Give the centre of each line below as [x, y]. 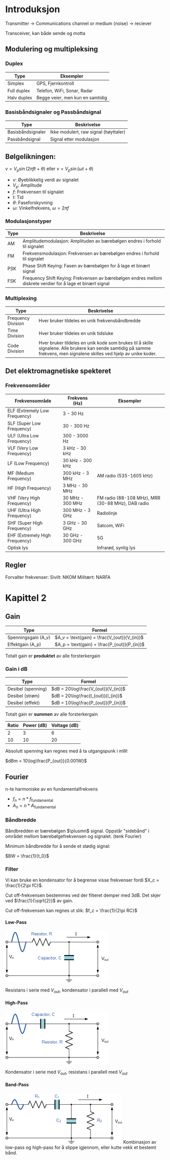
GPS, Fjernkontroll [55, 83]
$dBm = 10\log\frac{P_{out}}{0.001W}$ [46, 761]
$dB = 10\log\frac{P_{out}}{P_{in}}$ [89, 703]
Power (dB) [35, 725]
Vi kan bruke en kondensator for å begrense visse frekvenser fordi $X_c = [82, 880]
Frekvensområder [28, 386]
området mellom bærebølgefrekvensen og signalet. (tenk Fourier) [73, 836]
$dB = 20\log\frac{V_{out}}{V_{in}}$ [88, 689]
